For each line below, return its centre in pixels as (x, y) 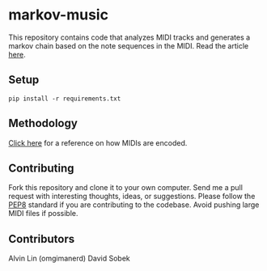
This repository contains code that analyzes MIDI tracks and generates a (129, 37)
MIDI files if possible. (43, 214)
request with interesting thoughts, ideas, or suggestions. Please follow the (132, 197)
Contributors (42, 239)
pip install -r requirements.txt (65, 99)
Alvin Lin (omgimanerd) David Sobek (70, 258)
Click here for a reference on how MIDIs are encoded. (98, 142)
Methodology (43, 123)
